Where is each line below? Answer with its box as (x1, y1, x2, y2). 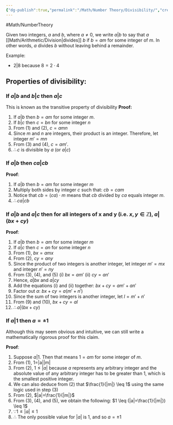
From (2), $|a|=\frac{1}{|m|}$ (13, 392, 75, 398)
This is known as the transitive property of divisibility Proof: (6, 104, 132, 110)
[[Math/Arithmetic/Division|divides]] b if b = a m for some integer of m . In (6, 37, 160, 43)
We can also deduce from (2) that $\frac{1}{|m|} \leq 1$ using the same (13, 381, 164, 388)
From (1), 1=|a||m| (13, 359, 51, 366)
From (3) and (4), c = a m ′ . (13, 141, 69, 148)
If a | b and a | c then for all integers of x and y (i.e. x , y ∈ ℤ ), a (6, 211, 158, 218)
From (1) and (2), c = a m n (13, 125, 68, 131)
